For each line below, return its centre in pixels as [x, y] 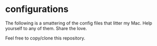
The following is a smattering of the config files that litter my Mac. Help [79, 23]
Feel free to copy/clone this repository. [45, 38]
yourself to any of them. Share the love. [46, 28]
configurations [37, 9]
